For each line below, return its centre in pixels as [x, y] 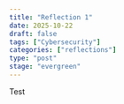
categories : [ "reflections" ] [63, 50]
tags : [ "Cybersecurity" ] [55, 42]
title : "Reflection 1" [51, 17]
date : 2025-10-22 [41, 26]
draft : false [33, 33]
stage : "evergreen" [45, 67]
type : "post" [33, 58]
